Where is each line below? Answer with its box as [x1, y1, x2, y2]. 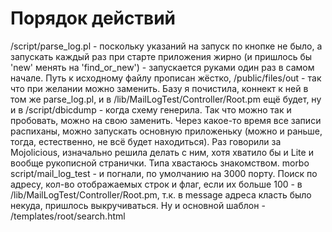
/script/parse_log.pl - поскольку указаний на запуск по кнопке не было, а [10, 40, 323, 52]
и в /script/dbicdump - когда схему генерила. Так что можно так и [10, 103, 292, 116]
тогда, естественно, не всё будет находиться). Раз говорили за [10, 135, 282, 147]
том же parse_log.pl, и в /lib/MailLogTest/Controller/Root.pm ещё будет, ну [10, 93, 322, 105]
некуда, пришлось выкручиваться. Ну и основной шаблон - [10, 199, 266, 211]
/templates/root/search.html [10, 210, 126, 222]
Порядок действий [10, 7, 177, 30]
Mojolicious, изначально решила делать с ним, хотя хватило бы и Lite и [10, 146, 314, 158]
